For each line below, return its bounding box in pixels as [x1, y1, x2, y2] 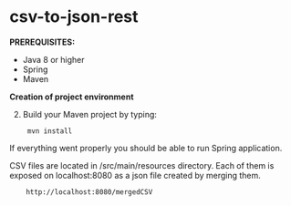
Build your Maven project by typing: [22, 108, 158, 119]
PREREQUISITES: [9, 36, 76, 47]
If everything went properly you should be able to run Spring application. [9, 142, 283, 153]
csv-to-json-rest [9, 6, 139, 27]
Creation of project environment [9, 91, 134, 102]
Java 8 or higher [22, 54, 85, 65]
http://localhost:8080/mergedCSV [26, 187, 153, 197]
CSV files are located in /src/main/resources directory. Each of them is [9, 160, 275, 170]
